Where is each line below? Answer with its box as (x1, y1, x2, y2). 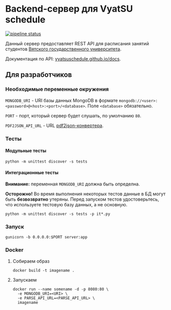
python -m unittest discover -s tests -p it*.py (5, 211, 110, 216)
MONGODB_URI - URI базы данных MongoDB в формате (5, 97, 118, 103)
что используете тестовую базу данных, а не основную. (5, 201, 128, 207)
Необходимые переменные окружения (5, 86, 109, 93)
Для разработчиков (5, 71, 72, 79)
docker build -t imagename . (12, 268, 75, 273)
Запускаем (12, 276, 37, 283)
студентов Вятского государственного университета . (5, 46, 122, 52)
